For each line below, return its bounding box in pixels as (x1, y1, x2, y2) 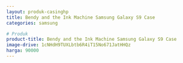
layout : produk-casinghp (6, 8, 69, 15)
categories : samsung (6, 20, 59, 26)
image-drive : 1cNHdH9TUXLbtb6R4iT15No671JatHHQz (6, 42, 131, 48)
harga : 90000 (6, 47, 39, 54)
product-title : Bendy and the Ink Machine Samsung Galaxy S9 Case (6, 37, 177, 43)
